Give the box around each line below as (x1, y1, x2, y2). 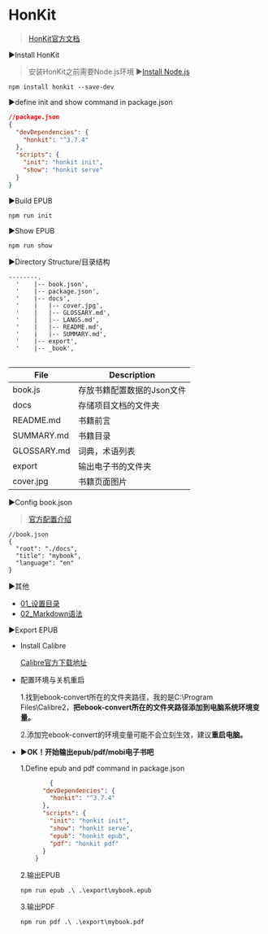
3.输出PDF (19, 901, 55, 912)
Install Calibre (19, 640, 67, 650)
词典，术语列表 (78, 445, 136, 456)
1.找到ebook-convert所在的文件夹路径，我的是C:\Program (19, 692, 214, 701)
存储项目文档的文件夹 (78, 399, 160, 411)
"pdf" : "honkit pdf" (50, 840, 119, 848)
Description (109, 369, 156, 380)
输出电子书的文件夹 (78, 460, 152, 472)
